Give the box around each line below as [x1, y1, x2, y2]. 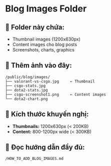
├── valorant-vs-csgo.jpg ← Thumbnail [5, 78, 95, 84]
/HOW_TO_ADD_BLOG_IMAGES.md [5, 156, 64, 161]
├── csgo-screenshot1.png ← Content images [5, 92, 106, 97]
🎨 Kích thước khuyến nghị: [5, 110, 89, 118]
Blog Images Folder [5, 3, 87, 14]
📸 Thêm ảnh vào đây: [5, 61, 72, 70]
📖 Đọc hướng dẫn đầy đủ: [5, 143, 85, 151]
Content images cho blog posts [12, 41, 77, 47]
